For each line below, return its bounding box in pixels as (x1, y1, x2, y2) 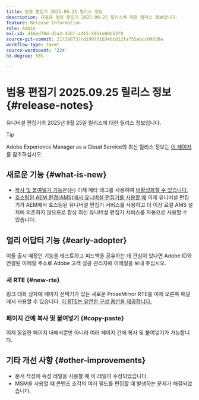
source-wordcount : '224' (6, 48, 68, 53)
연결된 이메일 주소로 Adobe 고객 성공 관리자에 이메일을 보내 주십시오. (6, 260, 166, 267)
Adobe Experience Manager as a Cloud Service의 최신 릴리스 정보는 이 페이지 (6, 143, 192, 150)
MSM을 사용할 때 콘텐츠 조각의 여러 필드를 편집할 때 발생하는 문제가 (14, 380, 172, 387)
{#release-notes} (6, 99, 94, 112)
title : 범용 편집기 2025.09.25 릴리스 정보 (6, 8, 103, 15)
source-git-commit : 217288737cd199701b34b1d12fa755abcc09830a (6, 36, 163, 42)
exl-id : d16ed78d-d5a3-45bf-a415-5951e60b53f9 (6, 31, 124, 37)
